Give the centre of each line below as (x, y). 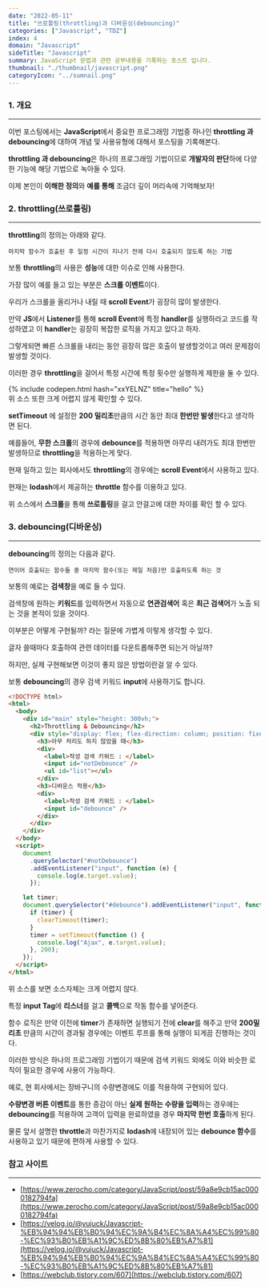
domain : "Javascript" (44, 46)
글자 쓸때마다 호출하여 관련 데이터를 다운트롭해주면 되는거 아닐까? (111, 647)
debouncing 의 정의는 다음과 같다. (62, 553)
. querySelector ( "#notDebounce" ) (83, 861)
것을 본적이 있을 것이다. (53, 613)
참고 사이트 (28, 1163)
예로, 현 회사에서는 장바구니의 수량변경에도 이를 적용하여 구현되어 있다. (118, 1087)
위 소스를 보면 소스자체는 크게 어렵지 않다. (73, 988)
